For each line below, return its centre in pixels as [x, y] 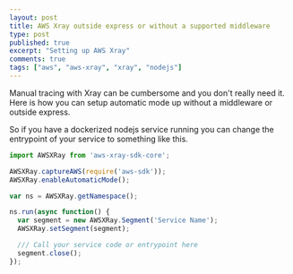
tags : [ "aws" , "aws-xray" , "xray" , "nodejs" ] [95, 68]
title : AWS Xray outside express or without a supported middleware [140, 26]
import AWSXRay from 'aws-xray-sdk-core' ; [90, 155]
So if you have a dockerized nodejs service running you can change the [142, 129]
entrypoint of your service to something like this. [99, 139]
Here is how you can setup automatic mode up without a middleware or [141, 102]
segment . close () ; [50, 253]
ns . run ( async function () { [60, 212]
